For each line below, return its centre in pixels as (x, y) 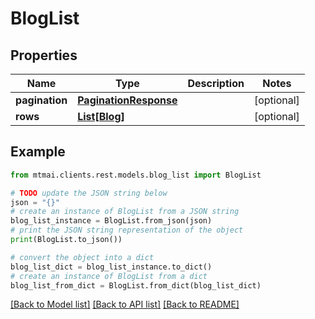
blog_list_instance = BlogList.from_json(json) (111, 221)
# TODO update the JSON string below (89, 193)
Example (38, 152)
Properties (44, 55)
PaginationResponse (127, 100)
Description (216, 83)
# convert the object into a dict (82, 257)
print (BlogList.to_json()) (66, 240)
